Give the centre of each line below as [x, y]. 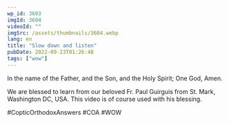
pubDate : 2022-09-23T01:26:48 [51, 53]
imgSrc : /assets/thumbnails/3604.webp [63, 33]
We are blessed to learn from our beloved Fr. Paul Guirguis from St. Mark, [111, 91]
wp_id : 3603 [24, 13]
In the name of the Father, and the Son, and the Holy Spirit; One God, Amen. [115, 78]
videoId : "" [24, 26]
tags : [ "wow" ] [28, 59]
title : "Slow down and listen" [52, 46]
